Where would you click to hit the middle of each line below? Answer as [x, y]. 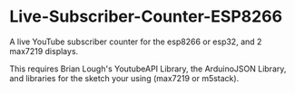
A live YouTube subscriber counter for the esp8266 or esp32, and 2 [136, 42]
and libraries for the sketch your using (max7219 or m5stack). [124, 78]
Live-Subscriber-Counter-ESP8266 [146, 17]
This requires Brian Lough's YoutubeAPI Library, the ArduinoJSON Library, [148, 69]
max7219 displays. [44, 51]
